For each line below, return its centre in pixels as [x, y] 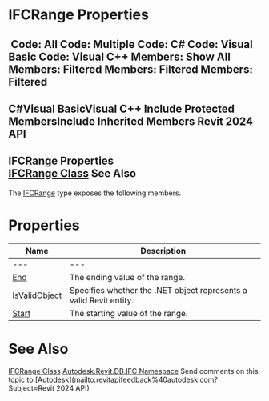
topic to [21, 379]
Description [163, 251]
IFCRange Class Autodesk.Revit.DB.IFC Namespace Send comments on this [133, 371]
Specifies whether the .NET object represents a [159, 290]
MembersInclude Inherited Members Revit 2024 [131, 121]
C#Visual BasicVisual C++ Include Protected [121, 108]
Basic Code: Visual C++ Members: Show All [119, 56]
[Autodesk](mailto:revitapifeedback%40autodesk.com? [126, 379]
